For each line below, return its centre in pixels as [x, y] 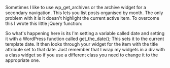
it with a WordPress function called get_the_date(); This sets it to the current [85, 39]
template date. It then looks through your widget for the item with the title [82, 44]
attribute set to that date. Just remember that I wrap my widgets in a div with [85, 49]
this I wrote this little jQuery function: [44, 23]
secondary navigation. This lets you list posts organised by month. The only [84, 13]
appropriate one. [23, 60]
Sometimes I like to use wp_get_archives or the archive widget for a [76, 7]
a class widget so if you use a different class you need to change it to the [82, 55]
